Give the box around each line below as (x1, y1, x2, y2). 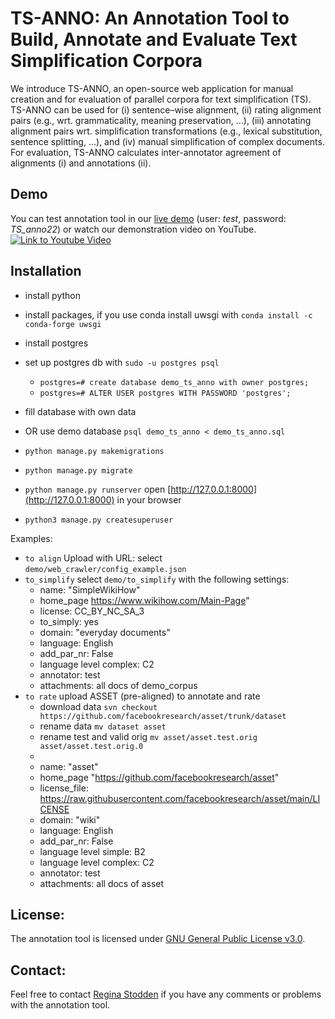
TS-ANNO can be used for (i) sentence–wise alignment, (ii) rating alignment (10, 103, 322, 116)
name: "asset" (39, 760, 99, 772)
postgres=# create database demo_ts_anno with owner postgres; (39, 377, 310, 387)
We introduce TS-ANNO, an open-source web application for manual (10, 82, 294, 94)
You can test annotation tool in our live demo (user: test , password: (10, 212, 287, 224)
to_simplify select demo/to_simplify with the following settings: (24, 573, 290, 585)
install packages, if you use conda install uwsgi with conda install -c (24, 308, 313, 321)
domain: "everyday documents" (39, 626, 171, 638)
